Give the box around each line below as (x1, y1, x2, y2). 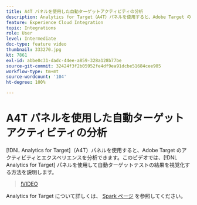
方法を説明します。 (11, 168, 57, 176)
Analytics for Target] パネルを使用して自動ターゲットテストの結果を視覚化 (6, 161, 185, 168)
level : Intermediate (6, 36, 57, 42)
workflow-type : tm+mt (6, 69, 59, 74)
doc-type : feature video (6, 42, 67, 47)
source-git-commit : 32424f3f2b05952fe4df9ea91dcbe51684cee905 (6, 63, 161, 69)
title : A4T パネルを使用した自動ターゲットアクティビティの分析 (6, 8, 144, 15)
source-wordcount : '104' (6, 74, 67, 80)
